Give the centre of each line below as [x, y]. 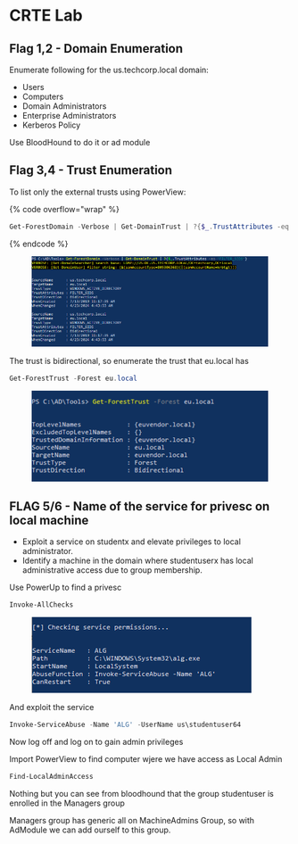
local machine [49, 520]
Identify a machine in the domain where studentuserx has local [138, 561]
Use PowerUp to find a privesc [66, 587]
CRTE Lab [46, 16]
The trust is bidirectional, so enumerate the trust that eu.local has [129, 360]
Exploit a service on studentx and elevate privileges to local [131, 542]
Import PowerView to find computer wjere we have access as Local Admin [146, 759]
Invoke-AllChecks [41, 605]
